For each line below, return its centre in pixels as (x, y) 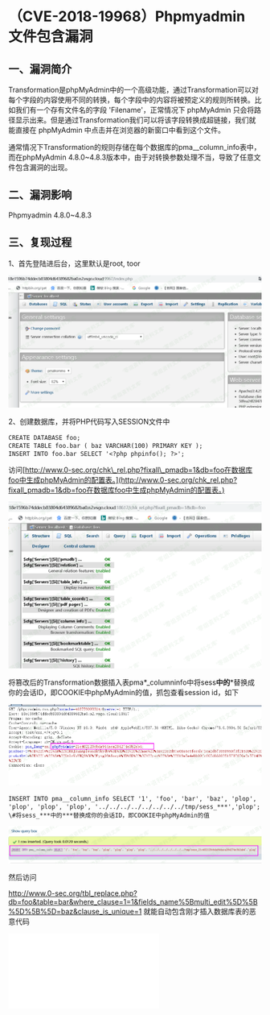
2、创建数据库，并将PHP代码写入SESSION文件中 (89, 421)
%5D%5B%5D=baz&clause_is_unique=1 (75, 912)
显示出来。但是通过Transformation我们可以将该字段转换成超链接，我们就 (135, 120)
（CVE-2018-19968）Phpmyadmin (127, 17)
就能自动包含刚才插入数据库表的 (196, 912)
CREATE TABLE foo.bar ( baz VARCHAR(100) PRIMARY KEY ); (106, 445)
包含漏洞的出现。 (43, 167)
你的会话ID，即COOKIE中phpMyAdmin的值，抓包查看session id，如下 (124, 693)
